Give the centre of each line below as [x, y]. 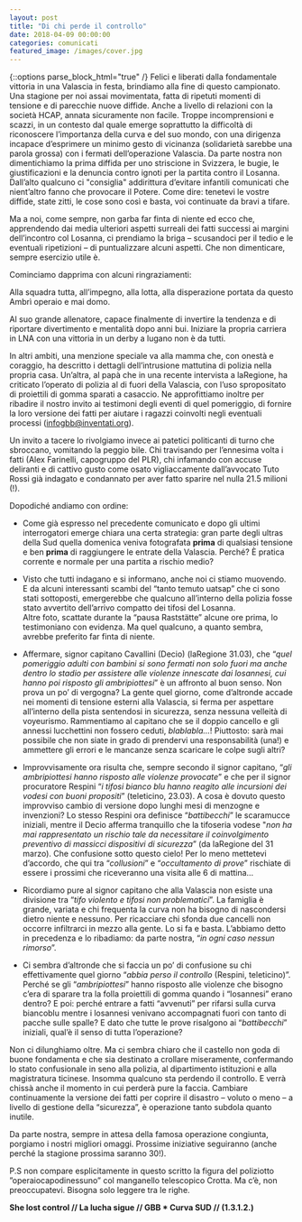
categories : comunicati [54, 43]
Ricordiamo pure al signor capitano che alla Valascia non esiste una [147, 890]
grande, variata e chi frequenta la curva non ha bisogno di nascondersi [154, 910]
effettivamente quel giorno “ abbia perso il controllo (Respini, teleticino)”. [156, 975]
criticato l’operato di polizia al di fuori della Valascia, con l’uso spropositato [148, 385]
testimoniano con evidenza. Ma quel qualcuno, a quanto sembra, [142, 627]
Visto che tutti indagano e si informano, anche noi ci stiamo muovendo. [154, 579]
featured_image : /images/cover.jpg [76, 51]
